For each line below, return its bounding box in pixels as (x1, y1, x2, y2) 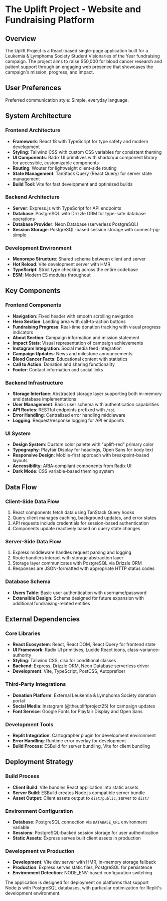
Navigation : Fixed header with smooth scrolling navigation (12, 313, 134, 319)
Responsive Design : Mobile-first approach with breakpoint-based (12, 452, 149, 458)
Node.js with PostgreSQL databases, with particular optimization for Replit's (5, 885, 162, 891)
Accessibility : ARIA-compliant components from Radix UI (12, 463, 132, 469)
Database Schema (5, 578, 51, 585)
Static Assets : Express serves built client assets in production (12, 835, 141, 841)
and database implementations (12, 396, 77, 402)
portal (12, 697, 25, 703)
